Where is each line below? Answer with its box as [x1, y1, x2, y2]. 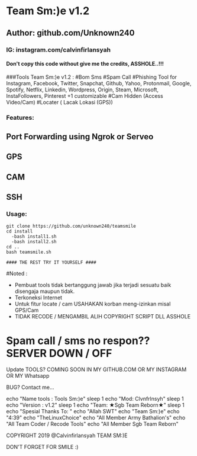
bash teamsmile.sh [6, 249, 51, 256]
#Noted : [6, 270, 28, 277]
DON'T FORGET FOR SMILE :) [6, 444, 79, 451]
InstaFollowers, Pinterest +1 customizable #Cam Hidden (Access [6, 92, 164, 99]
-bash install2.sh [11, 239, 57, 245]
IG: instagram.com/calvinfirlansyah [6, 46, 111, 54]
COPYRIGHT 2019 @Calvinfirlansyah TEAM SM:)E [6, 432, 128, 439]
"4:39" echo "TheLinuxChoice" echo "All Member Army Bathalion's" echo [6, 414, 186, 422]
